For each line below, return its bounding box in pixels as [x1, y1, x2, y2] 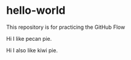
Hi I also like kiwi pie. [6, 46, 58, 54]
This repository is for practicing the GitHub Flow [6, 23, 125, 31]
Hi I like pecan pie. [6, 35, 52, 42]
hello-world [6, 4, 66, 17]
